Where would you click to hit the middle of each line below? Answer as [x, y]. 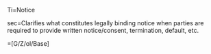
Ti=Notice [21, 10]
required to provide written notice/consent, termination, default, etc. [103, 30]
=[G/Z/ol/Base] [28, 43]
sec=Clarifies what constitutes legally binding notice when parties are [105, 23]
